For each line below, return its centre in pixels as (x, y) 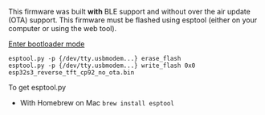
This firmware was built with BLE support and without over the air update (129, 12)
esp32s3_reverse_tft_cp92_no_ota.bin (71, 73)
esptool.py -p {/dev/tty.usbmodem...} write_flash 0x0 (102, 65)
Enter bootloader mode (47, 44)
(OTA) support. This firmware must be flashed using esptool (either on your (133, 20)
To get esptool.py (37, 87)
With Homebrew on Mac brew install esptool (97, 103)
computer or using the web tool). (63, 28)
